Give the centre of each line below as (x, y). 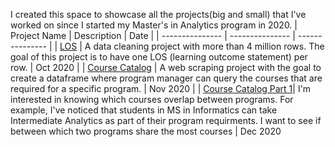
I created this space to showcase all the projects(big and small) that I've (158, 14)
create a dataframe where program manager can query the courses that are (166, 78)
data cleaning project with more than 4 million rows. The (209, 46)
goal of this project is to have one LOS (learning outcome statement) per (159, 57)
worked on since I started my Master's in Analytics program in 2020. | (154, 25)
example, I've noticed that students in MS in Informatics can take (144, 110)
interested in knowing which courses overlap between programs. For (152, 99)
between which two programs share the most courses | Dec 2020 (146, 131)
